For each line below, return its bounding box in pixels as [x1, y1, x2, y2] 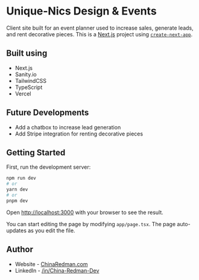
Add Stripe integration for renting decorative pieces [14, 130, 144, 137]
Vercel [14, 90, 31, 97]
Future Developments [6, 108, 89, 118]
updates [6, 227, 27, 234]
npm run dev [6, 175, 36, 181]
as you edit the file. [28, 227, 75, 234]
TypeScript [14, 83, 43, 91]
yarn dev [6, 186, 28, 193]
